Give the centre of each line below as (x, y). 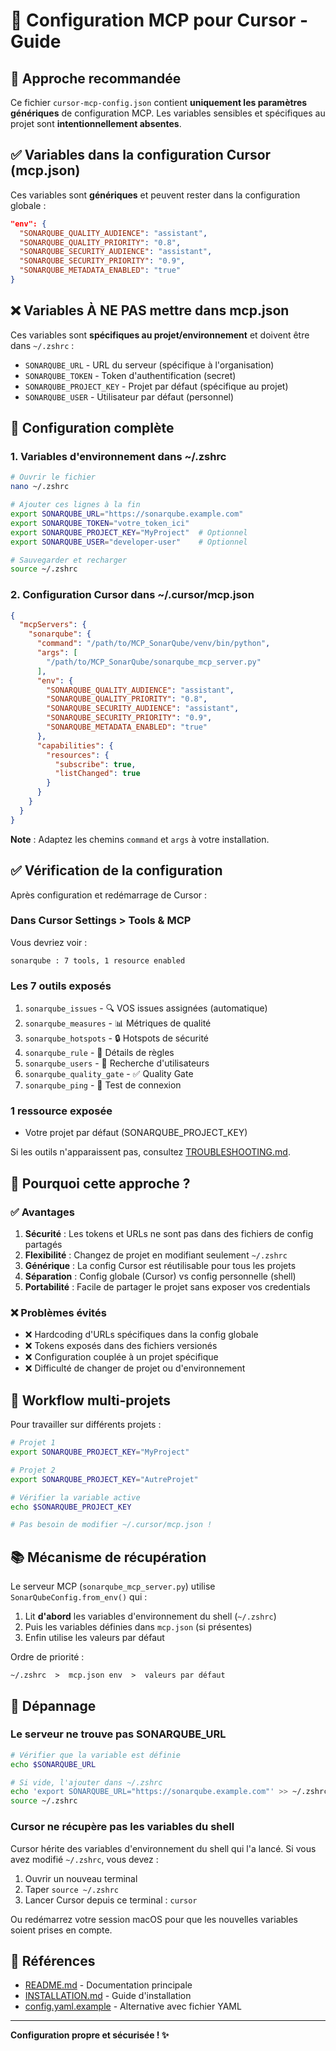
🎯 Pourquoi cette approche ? (100, 1183)
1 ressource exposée (61, 1111)
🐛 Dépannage (53, 1705)
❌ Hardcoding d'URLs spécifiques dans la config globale (141, 1335)
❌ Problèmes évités (58, 1313)
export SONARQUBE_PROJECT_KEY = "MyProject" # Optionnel (129, 532)
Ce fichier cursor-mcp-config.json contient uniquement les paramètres (159, 102)
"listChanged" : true (97, 774)
